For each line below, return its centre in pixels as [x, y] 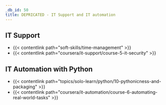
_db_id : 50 [17, 10]
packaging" [25, 87]
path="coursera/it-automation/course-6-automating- [101, 92]
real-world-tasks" [31, 98]
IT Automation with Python [49, 69]
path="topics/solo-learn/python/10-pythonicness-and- [103, 82]
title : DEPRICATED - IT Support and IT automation [60, 15]
